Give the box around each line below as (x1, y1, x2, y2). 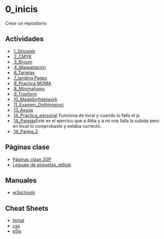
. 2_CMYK (12, 53, 32, 59)
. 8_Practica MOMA (12, 80, 52, 86)
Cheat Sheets (5, 204, 49, 212)
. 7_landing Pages (12, 74, 48, 81)
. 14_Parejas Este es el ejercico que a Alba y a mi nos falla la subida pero (12, 117, 159, 124)
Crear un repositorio (5, 20, 47, 26)
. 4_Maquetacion (12, 64, 46, 70)
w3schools (12, 190, 36, 196)
